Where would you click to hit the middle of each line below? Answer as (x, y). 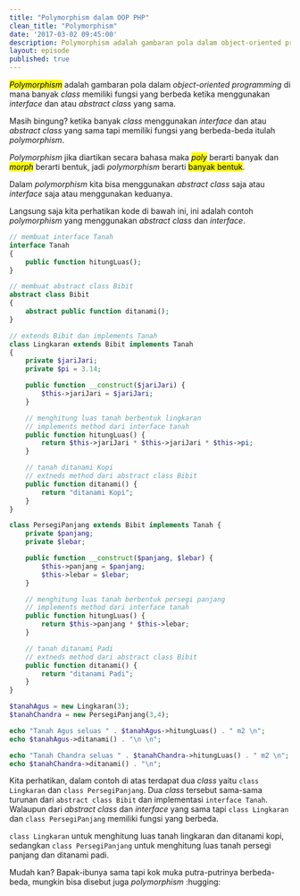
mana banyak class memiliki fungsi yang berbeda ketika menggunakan (140, 94)
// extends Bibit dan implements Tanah (83, 336)
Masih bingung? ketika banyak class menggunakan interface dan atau (138, 121)
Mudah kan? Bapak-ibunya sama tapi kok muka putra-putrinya (124, 873)
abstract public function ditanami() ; (97, 311)
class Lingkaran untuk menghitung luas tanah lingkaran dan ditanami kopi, (146, 836)
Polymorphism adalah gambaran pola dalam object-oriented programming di (150, 85)
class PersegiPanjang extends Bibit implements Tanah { (115, 525)
